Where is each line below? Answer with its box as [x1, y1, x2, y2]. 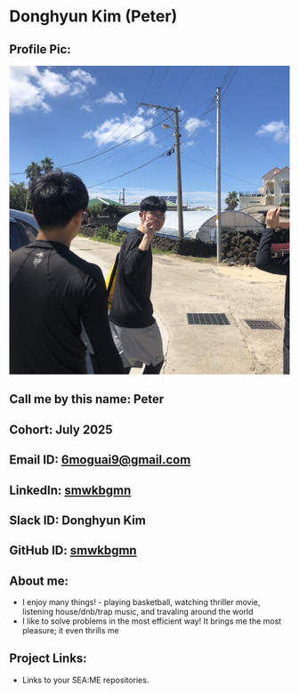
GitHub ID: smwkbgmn [9, 543, 137, 558]
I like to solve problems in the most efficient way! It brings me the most [21, 616, 282, 626]
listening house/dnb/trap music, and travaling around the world [21, 607, 254, 617]
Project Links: [9, 651, 87, 666]
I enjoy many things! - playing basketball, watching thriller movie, [21, 597, 261, 608]
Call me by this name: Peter [9, 391, 165, 407]
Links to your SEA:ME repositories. [21, 674, 149, 685]
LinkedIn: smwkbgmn [9, 482, 132, 497]
